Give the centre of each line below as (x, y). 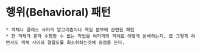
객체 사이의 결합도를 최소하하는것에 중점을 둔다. (73, 43)
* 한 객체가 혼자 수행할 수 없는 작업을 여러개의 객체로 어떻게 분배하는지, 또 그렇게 (97, 36)
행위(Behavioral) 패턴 (58, 12)
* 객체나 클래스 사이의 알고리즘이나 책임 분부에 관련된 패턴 (70, 30)
